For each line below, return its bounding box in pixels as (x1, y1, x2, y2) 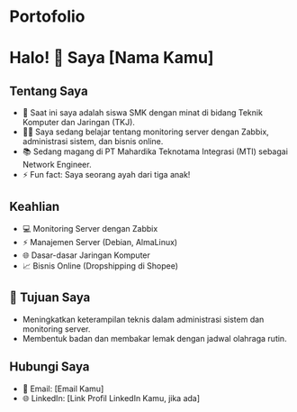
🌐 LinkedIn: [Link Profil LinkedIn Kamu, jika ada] (22, 392, 201, 403)
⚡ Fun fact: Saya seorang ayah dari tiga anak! (22, 169, 191, 180)
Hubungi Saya (9, 359, 90, 375)
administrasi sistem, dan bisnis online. (22, 136, 164, 147)
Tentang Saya (9, 83, 88, 98)
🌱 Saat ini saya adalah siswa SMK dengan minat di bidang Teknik (22, 107, 264, 118)
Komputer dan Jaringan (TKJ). (22, 117, 135, 128)
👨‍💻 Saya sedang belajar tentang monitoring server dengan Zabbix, (22, 126, 270, 137)
